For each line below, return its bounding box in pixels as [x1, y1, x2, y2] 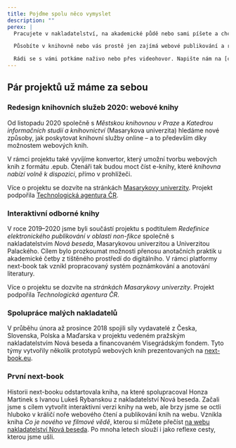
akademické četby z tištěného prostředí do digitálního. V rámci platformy [7, 254, 218, 263]
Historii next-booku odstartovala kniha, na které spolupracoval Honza [7, 387, 209, 396]
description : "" [7, 17, 55, 24]
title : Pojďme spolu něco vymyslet [7, 10, 112, 18]
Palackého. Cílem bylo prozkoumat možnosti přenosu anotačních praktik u [7, 247, 223, 255]
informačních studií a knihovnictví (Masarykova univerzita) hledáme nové [7, 126, 220, 135]
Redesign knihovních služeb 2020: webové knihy [7, 103, 179, 113]
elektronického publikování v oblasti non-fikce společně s [7, 232, 174, 240]
